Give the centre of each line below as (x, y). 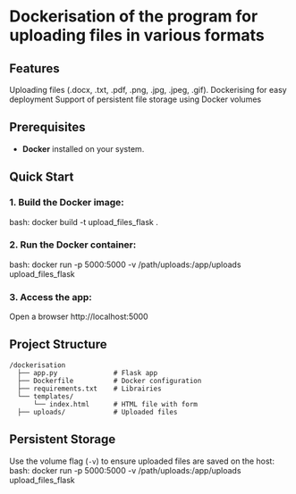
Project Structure (58, 344)
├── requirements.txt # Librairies (90, 389)
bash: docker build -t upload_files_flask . (84, 222)
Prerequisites (47, 127)
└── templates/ (46, 396)
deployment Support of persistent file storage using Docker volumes (135, 99)
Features (34, 68)
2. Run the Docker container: (73, 245)
